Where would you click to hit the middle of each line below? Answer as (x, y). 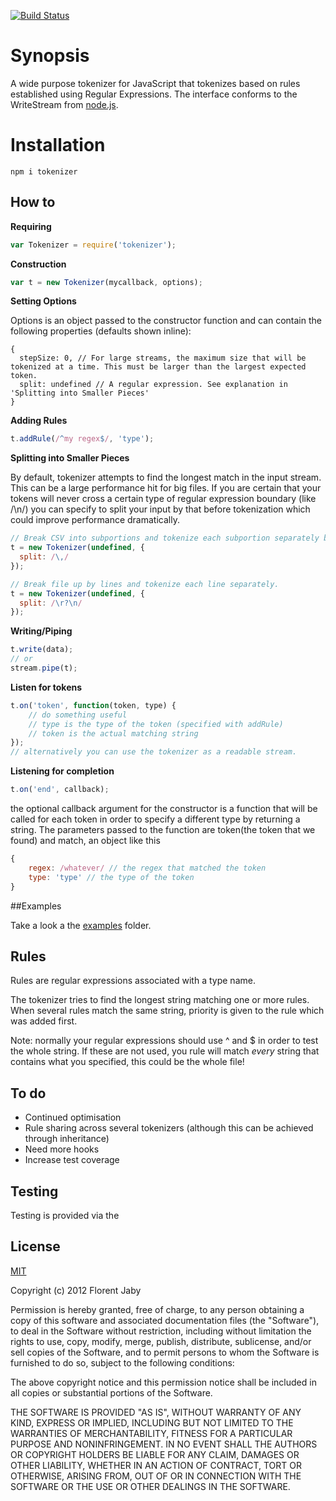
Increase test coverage (72, 1160)
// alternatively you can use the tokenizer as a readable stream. (154, 752)
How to (33, 202)
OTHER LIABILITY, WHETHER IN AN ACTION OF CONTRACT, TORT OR (156, 1465)
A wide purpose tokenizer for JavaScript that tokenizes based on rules (155, 83)
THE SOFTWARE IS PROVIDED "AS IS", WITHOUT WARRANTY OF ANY (156, 1412)
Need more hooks (62, 1149)
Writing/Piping (41, 631)
